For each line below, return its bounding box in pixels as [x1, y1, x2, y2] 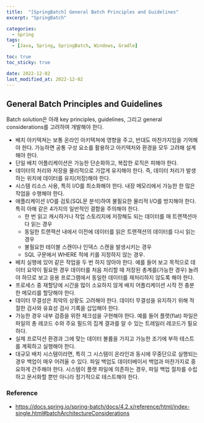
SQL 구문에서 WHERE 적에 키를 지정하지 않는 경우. [24, 251, 145, 259]
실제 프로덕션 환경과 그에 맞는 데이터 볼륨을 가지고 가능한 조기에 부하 [15, 335, 178, 342]
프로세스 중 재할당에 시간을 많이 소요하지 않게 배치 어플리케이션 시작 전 [15, 282, 183, 289]
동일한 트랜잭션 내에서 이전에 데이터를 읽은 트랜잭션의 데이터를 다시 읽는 [24, 228, 196, 235]
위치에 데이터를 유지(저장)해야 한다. [26, 175, 111, 182]
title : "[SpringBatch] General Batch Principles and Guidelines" [6, 9, 179, 15]
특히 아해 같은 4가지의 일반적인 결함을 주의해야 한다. [15, 205, 139, 213]
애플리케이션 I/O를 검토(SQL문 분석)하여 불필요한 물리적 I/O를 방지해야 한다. [15, 197, 197, 205]
